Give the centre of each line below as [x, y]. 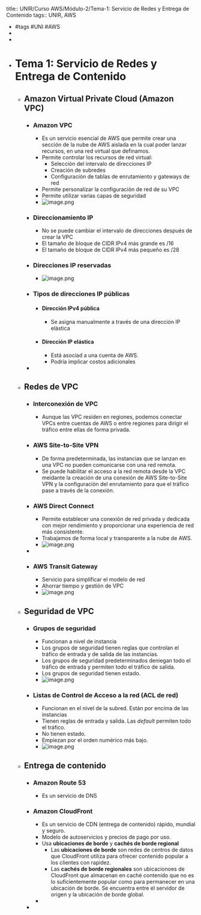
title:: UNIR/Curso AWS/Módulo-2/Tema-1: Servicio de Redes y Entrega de [98, 9]
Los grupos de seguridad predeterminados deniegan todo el [116, 661]
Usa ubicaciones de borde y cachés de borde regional [110, 844]
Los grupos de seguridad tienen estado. [91, 673]
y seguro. [53, 831]
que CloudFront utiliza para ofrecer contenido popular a [120, 856]
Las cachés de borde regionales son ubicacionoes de [118, 869]
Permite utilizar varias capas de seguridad [94, 195]
